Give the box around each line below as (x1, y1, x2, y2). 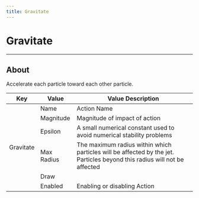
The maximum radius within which (76, 141, 172, 149)
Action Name (76, 105, 113, 113)
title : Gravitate (6, 8, 49, 15)
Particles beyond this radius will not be (76, 155, 184, 164)
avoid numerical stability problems (76, 131, 172, 139)
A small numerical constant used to (76, 124, 175, 132)
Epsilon (40, 128, 61, 136)
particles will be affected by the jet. (76, 148, 174, 157)
